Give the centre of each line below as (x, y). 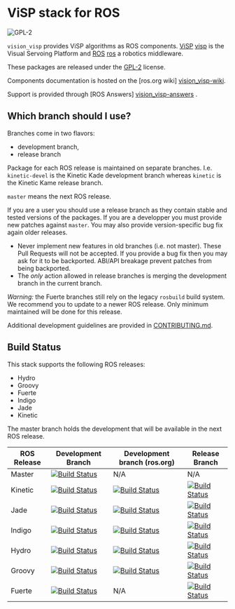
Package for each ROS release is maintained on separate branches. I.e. (110, 168)
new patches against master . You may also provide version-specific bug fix (115, 225)
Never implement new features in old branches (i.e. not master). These (119, 246)
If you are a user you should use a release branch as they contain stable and (117, 210)
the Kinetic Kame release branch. (55, 182)
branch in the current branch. (60, 283)
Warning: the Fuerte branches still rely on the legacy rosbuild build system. (116, 297)
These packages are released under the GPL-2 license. (86, 67)
